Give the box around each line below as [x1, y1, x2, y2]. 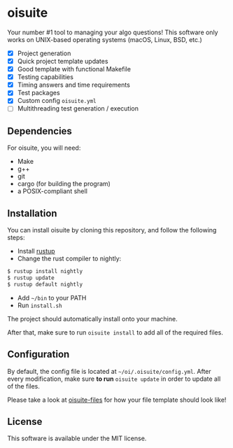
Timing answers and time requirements [17, 80, 131, 89]
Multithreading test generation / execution [17, 104, 139, 113]
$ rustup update [7, 274, 55, 281]
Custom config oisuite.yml [17, 97, 97, 105]
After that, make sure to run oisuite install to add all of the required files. [7, 328, 224, 337]
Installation [7, 207, 57, 219]
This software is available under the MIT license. [7, 434, 147, 442]
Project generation [17, 49, 71, 57]
